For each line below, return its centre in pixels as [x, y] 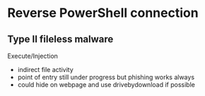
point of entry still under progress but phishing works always [106, 77]
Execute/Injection [33, 56]
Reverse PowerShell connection [103, 13]
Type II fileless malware [60, 39]
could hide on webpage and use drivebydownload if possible [106, 85]
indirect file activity [46, 70]
